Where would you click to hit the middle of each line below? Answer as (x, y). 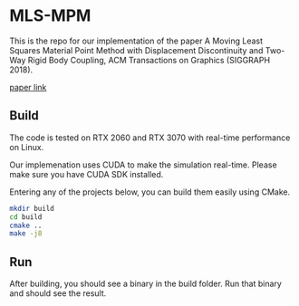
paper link (28, 87)
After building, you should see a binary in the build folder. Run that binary (146, 284)
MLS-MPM (50, 16)
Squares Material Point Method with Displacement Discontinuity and (136, 50)
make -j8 (26, 234)
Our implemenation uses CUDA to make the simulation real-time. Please (144, 165)
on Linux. (27, 147)
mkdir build (32, 208)
